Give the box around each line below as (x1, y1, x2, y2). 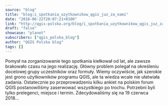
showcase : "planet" (5, 30, 46, 35)
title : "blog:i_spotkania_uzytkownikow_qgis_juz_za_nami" (5, 12, 128, 17)
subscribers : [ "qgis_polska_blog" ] (5, 35, 79, 40)
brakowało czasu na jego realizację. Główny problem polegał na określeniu (5, 63, 159, 69)
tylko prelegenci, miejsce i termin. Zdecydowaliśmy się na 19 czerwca (5, 90, 148, 96)
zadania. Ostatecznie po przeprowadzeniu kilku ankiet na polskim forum (5, 79, 153, 85)
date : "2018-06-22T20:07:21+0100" (5, 16, 77, 21)
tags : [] (5, 44, 23, 49)
